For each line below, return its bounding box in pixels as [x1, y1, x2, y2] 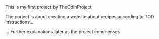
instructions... [5, 19, 34, 25]
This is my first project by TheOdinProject [5, 4, 92, 10]
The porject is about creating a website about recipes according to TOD [5, 14, 154, 19]
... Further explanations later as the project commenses [5, 29, 120, 34]
